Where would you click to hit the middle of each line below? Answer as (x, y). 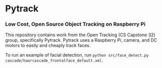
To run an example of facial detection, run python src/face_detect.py (77, 55)
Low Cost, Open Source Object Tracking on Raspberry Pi (75, 24)
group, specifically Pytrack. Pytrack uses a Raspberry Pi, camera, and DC (81, 40)
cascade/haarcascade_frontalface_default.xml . (54, 61)
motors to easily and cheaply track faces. (48, 46)
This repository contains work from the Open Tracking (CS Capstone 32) (80, 35)
